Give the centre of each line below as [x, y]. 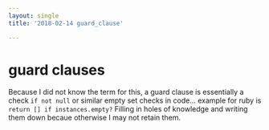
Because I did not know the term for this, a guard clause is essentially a [126, 92]
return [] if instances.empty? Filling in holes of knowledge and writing [128, 109]
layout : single [34, 16]
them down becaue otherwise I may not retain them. [95, 118]
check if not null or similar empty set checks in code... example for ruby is [135, 100]
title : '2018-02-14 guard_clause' [66, 23]
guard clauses [57, 70]
